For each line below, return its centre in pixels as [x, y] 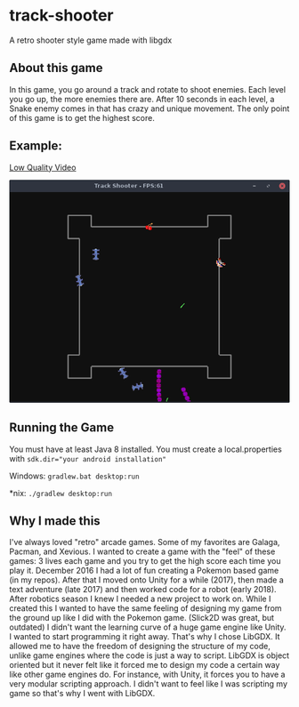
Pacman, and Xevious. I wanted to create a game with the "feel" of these [142, 551]
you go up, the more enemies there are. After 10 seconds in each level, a [142, 99]
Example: [36, 146]
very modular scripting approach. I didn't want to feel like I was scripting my [148, 684]
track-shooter [61, 16]
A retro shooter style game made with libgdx [91, 40]
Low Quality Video [43, 167]
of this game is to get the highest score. [82, 117]
